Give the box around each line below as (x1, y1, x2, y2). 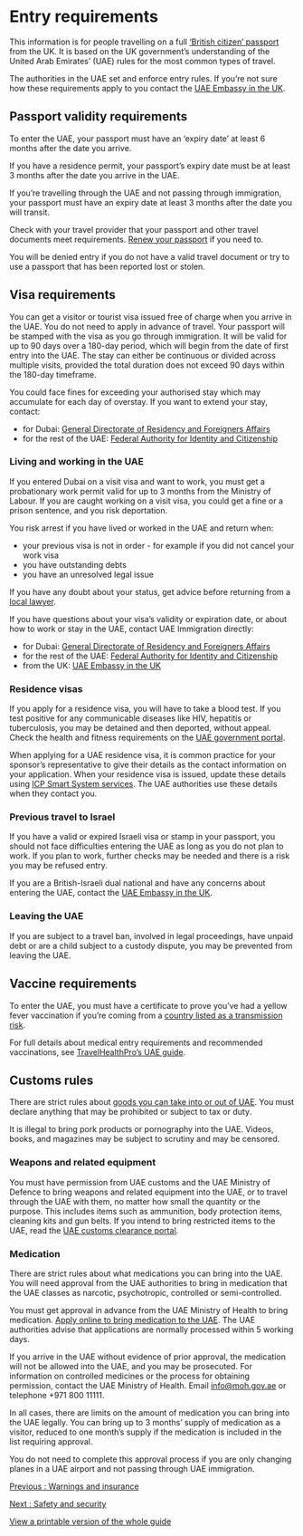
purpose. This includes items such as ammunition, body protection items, (9, 1205, 283, 1216)
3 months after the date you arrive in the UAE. (9, 169, 180, 180)
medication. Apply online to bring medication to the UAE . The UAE (9, 1314, 256, 1325)
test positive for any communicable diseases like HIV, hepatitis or (9, 713, 251, 724)
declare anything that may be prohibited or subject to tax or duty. (9, 1107, 251, 1118)
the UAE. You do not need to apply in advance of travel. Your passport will (9, 321, 285, 331)
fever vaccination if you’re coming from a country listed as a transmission (9, 1010, 283, 1021)
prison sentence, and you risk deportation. (9, 504, 168, 515)
